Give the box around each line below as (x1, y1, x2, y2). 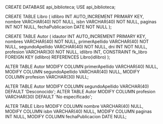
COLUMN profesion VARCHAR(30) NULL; (5, 74, 89, 80)
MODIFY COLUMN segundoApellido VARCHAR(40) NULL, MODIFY (5, 69, 140, 75)
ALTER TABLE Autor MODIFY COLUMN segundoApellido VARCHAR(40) (5, 83, 149, 89)
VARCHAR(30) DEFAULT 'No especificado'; (5, 94, 92, 100)
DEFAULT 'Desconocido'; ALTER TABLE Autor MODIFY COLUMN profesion (5, 89, 156, 94)
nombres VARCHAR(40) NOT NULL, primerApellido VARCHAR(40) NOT (5, 39, 149, 44)
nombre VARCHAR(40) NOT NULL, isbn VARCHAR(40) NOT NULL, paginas (5, 19, 157, 24)
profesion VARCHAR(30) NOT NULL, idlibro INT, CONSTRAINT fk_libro (5, 49, 147, 55)
